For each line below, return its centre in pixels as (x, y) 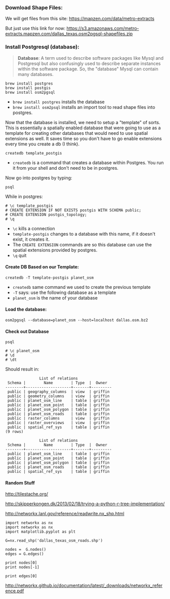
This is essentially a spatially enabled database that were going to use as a (83, 128)
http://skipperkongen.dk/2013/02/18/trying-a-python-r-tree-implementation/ (85, 504)
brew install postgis (28, 88)
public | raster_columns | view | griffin (58, 419)
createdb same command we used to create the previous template (81, 287)
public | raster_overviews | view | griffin (58, 423)
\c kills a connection (34, 228)
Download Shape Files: (34, 8)
